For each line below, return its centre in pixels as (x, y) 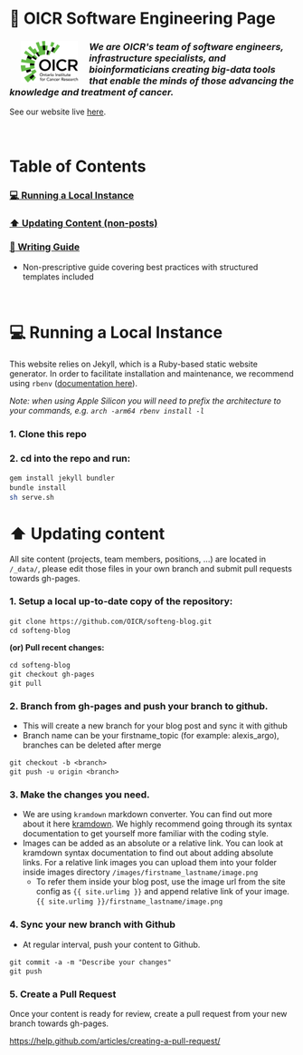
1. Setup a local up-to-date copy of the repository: (121, 601)
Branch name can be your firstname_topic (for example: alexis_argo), (151, 736)
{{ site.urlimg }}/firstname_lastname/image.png (129, 902)
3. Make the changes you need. (80, 795)
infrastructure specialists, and (157, 58)
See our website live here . (58, 112)
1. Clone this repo (48, 434)
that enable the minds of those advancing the (192, 81)
